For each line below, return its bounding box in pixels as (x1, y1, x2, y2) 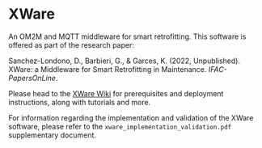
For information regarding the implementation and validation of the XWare (8, 112, 254, 122)
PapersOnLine (8, 73, 57, 82)
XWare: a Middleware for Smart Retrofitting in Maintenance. (8, 64, 207, 74)
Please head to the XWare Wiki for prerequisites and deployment (8, 88, 224, 98)
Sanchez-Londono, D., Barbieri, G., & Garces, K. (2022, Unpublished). (8, 56, 241, 66)
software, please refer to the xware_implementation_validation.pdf (8, 121, 232, 131)
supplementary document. (8, 130, 97, 140)
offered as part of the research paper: (8, 40, 135, 49)
